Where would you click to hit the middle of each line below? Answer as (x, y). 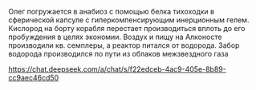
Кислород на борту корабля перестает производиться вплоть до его (127, 28)
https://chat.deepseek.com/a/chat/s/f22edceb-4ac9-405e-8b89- (117, 69)
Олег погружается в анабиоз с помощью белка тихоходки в (112, 12)
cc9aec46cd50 (34, 78)
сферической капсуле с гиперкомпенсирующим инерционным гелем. (129, 20)
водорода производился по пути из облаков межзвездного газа (118, 54)
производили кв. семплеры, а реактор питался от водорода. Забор (124, 45)
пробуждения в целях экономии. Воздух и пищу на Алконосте (115, 37)
